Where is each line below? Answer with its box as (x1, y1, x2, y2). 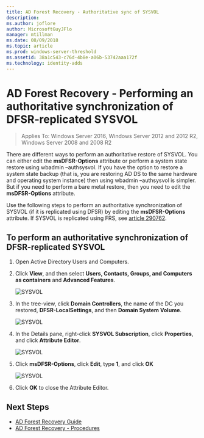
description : (6, 15, 40, 21)
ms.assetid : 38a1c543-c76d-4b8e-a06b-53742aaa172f (6, 54, 138, 60)
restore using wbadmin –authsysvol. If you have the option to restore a (6, 164, 183, 171)
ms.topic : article (6, 43, 53, 49)
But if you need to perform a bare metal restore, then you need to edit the (6, 183, 191, 191)
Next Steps (6, 401, 49, 412)
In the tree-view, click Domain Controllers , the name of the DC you (15, 300, 184, 307)
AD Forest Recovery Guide (15, 418, 82, 425)
